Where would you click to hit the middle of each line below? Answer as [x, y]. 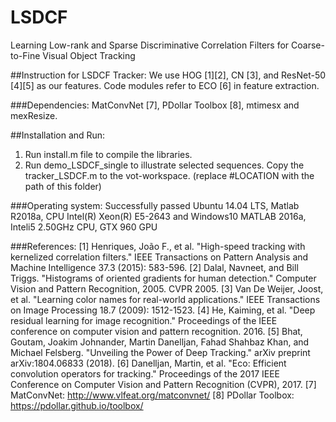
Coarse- [308, 45]
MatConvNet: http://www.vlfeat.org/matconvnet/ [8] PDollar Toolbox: [152, 395]
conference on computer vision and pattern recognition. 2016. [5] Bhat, [156, 331]
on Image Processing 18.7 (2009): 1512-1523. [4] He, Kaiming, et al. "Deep [163, 310]
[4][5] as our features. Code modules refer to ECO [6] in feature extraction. [165, 85]
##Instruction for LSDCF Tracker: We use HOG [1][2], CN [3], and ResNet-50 [168, 75]
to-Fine [25, 55]
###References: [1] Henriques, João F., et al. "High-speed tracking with [158, 246]
